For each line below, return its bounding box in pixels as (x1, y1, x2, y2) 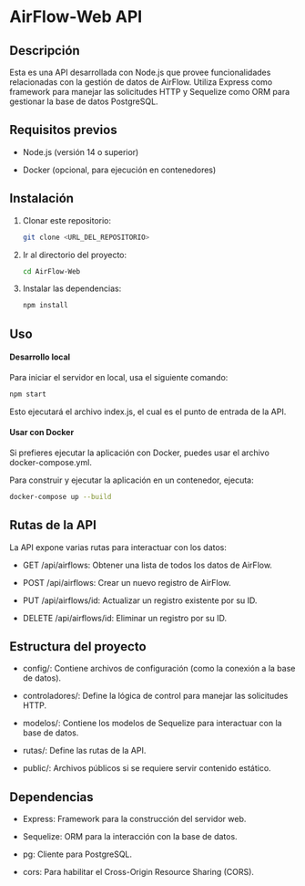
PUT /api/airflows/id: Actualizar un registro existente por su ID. (22, 595, 258, 606)
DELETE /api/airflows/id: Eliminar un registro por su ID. (22, 612, 228, 623)
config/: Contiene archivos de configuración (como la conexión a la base (22, 663, 296, 674)
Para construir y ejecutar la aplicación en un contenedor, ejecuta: (9, 474, 254, 485)
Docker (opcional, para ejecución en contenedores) (22, 164, 217, 175)
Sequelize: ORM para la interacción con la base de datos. (22, 831, 239, 842)
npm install (22, 301, 68, 310)
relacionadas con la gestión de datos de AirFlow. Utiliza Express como (9, 77, 273, 88)
